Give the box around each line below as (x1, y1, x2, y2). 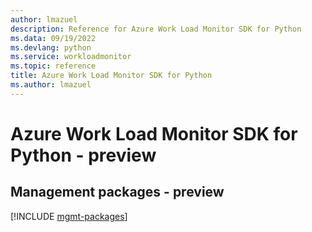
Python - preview (10, 144, 157, 166)
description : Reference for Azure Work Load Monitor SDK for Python (10, 24, 302, 34)
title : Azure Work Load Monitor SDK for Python (10, 71, 213, 81)
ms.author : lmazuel (10, 80, 92, 90)
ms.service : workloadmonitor (10, 52, 132, 62)
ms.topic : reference (10, 61, 97, 71)
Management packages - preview (10, 184, 225, 201)
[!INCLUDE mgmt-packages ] (10, 210, 128, 222)
